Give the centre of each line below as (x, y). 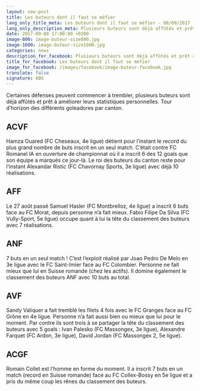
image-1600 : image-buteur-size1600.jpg (56, 45)
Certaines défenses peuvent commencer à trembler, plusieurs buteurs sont (98, 96)
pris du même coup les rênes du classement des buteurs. (76, 381)
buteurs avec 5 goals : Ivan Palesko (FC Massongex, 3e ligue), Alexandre (96, 330)
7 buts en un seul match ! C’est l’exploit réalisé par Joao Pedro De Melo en (97, 258)
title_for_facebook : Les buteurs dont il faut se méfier (78, 61)
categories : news (28, 51)
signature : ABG (25, 78)
